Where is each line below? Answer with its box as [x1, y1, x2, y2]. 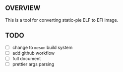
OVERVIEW [5, 4, 41, 12]
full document [12, 55, 41, 61]
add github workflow [12, 50, 55, 56]
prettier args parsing [12, 61, 55, 67]
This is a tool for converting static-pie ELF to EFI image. [5, 17, 119, 23]
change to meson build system [12, 44, 73, 50]
